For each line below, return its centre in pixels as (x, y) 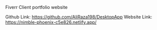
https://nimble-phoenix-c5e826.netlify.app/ (51, 22)
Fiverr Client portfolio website (37, 7)
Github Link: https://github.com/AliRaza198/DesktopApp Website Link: (79, 17)
